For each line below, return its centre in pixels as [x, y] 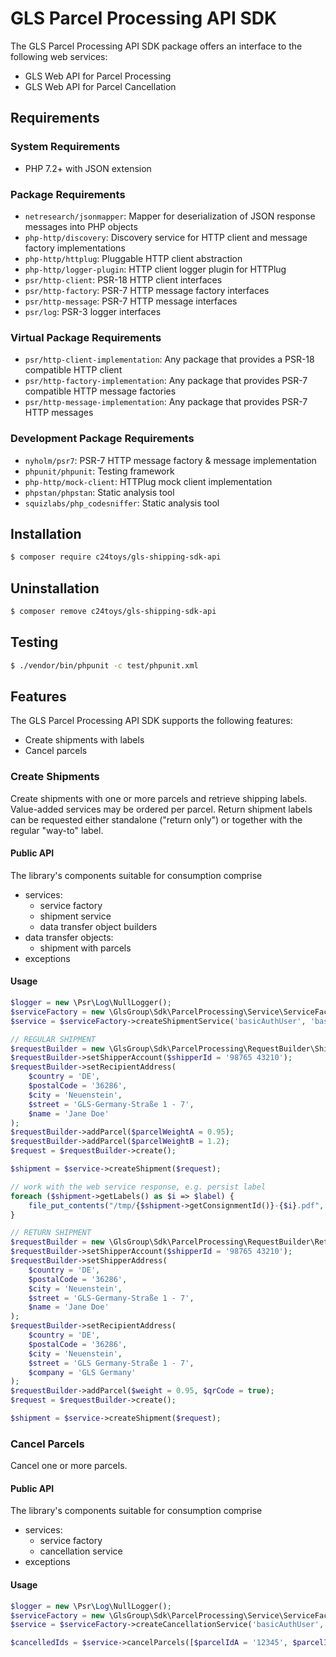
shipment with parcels [85, 948]
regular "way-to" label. [57, 830]
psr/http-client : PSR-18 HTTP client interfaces [123, 279]
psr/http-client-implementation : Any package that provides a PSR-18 [169, 359]
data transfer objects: [69, 937]
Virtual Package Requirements [86, 337]
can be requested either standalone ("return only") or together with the [156, 819]
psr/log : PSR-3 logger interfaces [93, 311]
